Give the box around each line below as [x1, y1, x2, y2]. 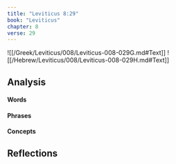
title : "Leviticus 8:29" [7, 10, 79, 17]
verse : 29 [7, 29, 36, 37]
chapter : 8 [7, 23, 39, 30]
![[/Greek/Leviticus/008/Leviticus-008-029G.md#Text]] [7, 49, 166, 57]
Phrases [7, 111, 32, 120]
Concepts [7, 127, 36, 136]
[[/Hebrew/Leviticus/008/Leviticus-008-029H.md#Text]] [7, 56, 170, 65]
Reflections [7, 147, 58, 159]
